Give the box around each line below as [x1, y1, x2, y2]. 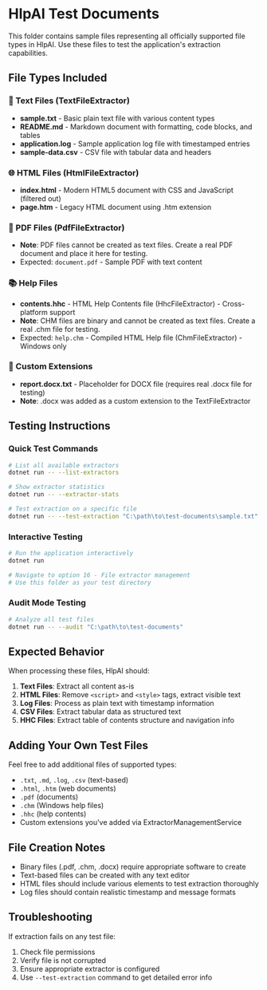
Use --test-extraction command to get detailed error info [19, 972, 213, 982]
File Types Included [8, 71, 108, 85]
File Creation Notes [8, 841, 106, 854]
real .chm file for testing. [19, 324, 101, 333]
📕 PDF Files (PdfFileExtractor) [8, 222, 125, 233]
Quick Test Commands [8, 444, 98, 455]
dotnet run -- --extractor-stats [8, 491, 120, 499]
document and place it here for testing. [19, 249, 148, 258]
